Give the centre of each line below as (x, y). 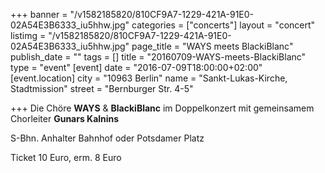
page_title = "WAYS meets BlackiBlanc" (212, 46)
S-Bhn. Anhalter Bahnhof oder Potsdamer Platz (107, 138)
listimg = (28, 35)
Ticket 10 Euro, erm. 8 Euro (66, 157)
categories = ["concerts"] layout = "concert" (223, 25)
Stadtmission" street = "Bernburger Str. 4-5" (102, 88)
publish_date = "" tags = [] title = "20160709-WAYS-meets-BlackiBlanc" (158, 57)
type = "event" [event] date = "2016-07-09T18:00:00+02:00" (136, 67)
